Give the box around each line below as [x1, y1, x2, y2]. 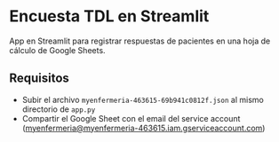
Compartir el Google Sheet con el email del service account [21, 113, 241, 123]
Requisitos [9, 71, 69, 86]
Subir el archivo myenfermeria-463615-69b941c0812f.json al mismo [21, 94, 264, 105]
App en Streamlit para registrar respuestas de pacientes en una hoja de [9, 35, 271, 46]
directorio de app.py [21, 104, 96, 114]
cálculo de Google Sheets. [9, 44, 106, 55]
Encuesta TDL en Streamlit [9, 6, 210, 27]
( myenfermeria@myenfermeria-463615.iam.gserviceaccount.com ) [21, 122, 266, 133]
